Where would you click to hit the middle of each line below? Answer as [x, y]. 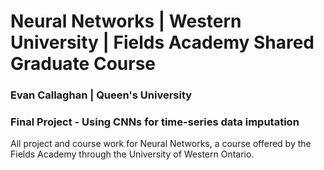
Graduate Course [83, 64]
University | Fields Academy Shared [162, 42]
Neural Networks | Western [126, 21]
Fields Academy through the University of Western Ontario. [132, 154]
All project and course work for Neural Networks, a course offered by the [161, 144]
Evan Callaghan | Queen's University [101, 95]
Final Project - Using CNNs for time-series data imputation [155, 122]
